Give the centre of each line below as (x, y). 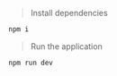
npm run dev (31, 63)
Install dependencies (69, 13)
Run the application (66, 46)
